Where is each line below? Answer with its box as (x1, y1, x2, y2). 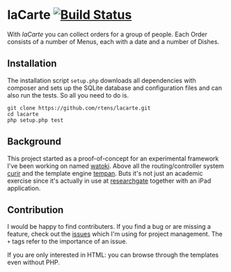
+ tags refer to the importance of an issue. (7, 237, 127, 245)
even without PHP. (7, 258, 61, 266)
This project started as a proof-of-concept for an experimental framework (7, 154, 219, 163)
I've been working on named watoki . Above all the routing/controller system (7, 161, 225, 170)
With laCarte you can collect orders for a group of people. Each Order (7, 30, 207, 38)
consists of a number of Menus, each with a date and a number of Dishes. (7, 37, 220, 45)
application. (7, 183, 41, 192)
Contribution (7, 204, 64, 216)
